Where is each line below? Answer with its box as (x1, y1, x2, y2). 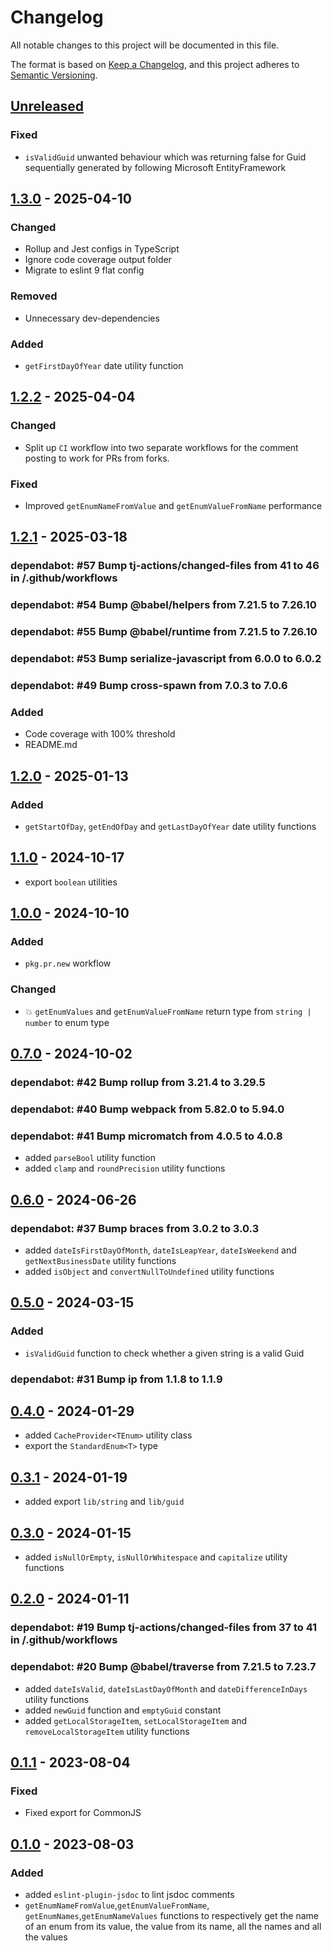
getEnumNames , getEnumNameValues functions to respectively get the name (24, 1909, 319, 1921)
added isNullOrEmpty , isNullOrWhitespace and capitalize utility (24, 1551, 288, 1563)
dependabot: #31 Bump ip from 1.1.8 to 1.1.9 (10, 1372, 223, 1386)
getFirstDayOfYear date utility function (24, 359, 184, 371)
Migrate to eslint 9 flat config (24, 264, 145, 276)
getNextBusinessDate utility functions (24, 1254, 177, 1266)
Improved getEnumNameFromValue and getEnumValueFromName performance (24, 499, 323, 511)
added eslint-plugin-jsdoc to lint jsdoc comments (24, 1888, 235, 1900)
